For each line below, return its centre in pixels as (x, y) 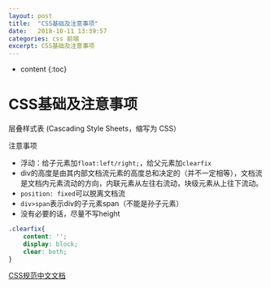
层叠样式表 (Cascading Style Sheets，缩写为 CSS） (95, 129)
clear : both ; (45, 251)
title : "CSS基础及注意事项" (54, 24)
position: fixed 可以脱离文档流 (73, 193)
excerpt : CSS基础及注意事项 (52, 46)
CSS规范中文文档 (37, 276)
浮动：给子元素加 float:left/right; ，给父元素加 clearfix (116, 163)
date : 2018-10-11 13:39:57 (58, 31)
